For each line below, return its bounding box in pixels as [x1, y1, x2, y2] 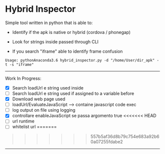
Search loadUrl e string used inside [12, 85, 83, 91]
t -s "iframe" [5, 62, 34, 67]
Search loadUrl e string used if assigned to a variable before [12, 91, 134, 96]
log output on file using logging [12, 107, 76, 113]
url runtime [12, 118, 35, 124]
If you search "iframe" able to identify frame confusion [12, 48, 123, 54]
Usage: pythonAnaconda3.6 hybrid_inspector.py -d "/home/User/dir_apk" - [5, 58, 160, 62]
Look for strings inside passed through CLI [12, 38, 99, 45]
